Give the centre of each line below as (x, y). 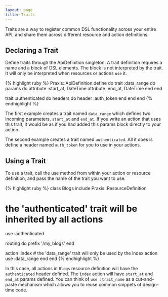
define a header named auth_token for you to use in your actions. (73, 145)
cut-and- (145, 279)
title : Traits (20, 15)
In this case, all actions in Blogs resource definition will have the (72, 269)
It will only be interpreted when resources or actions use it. (66, 73)
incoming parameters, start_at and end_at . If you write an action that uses (83, 119)
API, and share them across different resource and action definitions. (77, 34)
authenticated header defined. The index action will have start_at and (79, 274)
